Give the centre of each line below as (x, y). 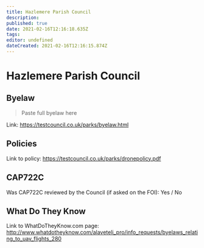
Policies (22, 144)
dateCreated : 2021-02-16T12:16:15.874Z (57, 46)
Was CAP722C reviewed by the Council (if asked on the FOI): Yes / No (94, 192)
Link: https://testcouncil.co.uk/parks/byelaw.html (68, 125)
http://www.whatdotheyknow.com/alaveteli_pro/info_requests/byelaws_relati (102, 232)
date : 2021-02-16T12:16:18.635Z (47, 29)
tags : (13, 35)
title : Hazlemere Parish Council (49, 12)
